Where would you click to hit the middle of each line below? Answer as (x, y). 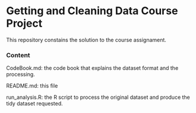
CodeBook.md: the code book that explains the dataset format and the (92, 68)
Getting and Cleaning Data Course (92, 11)
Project (24, 23)
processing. (21, 75)
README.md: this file (32, 86)
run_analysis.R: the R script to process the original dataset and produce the (98, 97)
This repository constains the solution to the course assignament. (86, 40)
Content (18, 55)
